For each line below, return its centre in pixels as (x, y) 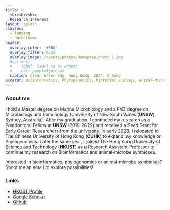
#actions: (20, 62)
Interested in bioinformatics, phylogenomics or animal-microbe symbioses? (84, 162)
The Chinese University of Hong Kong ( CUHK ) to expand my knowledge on (83, 136)
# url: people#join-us (37, 71)
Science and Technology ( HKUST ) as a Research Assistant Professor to (80, 147)
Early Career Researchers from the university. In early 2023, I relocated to (82, 131)
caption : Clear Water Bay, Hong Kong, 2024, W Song (66, 76)
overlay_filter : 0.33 (33, 52)
